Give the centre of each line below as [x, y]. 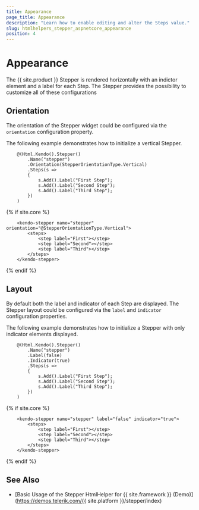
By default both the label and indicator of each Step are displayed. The [93, 304]
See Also [23, 480]
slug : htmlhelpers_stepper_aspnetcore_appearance [69, 28]
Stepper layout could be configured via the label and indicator [84, 309]
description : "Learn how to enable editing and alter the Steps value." [98, 23]
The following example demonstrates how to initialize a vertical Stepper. [94, 143]
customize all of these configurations [51, 92]
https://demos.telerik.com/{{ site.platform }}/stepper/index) [89, 500]
